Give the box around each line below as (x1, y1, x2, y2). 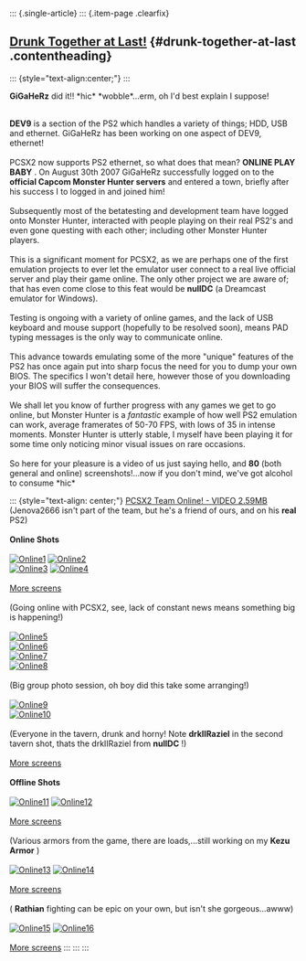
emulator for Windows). (9, 293, 99, 304)
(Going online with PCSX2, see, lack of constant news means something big (9, 602, 295, 613)
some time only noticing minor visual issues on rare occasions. (9, 438, 246, 449)
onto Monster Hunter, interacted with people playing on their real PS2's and (9, 215, 294, 226)
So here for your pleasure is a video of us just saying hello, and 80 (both (9, 457, 281, 469)
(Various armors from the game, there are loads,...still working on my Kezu (9, 835, 290, 846)
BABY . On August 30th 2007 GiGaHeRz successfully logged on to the (9, 166, 275, 177)
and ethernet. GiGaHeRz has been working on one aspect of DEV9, (9, 127, 262, 138)
